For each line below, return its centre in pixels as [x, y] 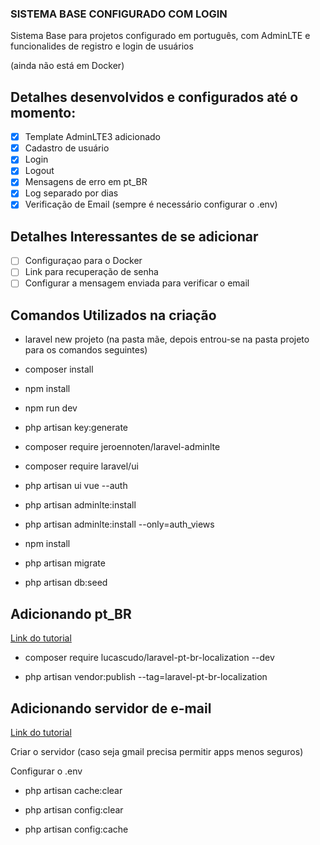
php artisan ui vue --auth [76, 486]
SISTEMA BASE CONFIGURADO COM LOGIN [119, 14]
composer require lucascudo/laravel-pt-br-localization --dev [149, 658]
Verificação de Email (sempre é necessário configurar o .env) [151, 204]
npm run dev [51, 408]
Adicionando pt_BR [71, 613]
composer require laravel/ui [81, 466]
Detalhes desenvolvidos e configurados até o [154, 97]
